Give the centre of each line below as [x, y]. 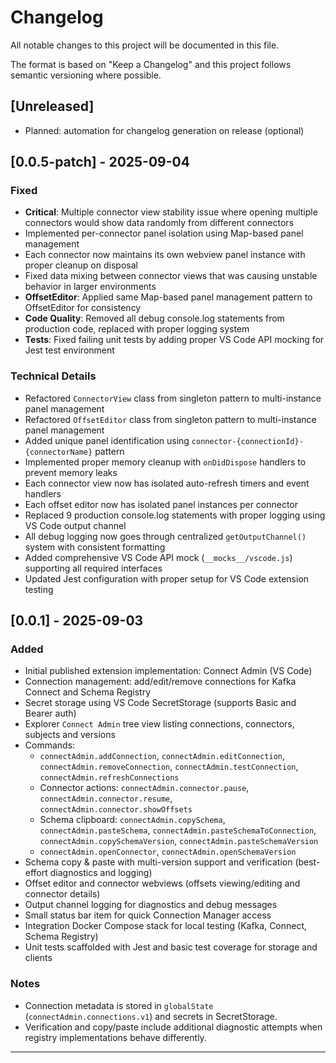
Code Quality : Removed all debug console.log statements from [154, 318]
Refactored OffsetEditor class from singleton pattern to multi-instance [170, 419]
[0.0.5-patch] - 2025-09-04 [100, 162]
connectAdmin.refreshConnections [109, 778]
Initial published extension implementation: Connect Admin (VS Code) [168, 671]
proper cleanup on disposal [81, 265]
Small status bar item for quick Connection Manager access [148, 915]
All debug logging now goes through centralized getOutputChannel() [165, 536]
